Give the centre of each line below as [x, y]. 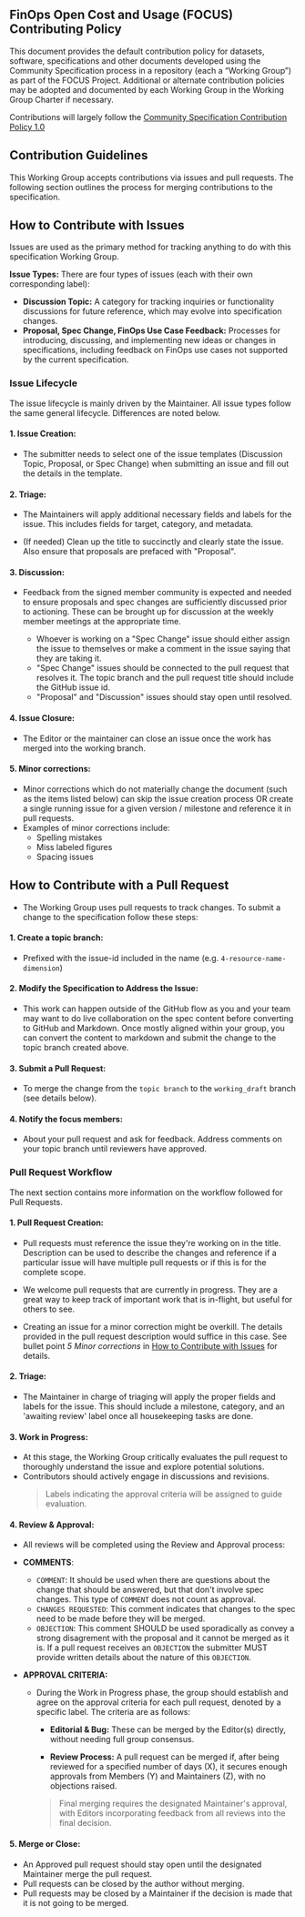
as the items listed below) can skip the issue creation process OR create [158, 798]
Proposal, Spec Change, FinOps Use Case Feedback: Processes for [151, 330]
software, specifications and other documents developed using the [135, 61]
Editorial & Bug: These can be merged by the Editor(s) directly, [168, 1729]
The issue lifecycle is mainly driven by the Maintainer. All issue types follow [150, 403]
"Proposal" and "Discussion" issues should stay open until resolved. [164, 697]
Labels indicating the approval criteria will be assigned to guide [163, 1494]
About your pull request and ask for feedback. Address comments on [152, 1139]
